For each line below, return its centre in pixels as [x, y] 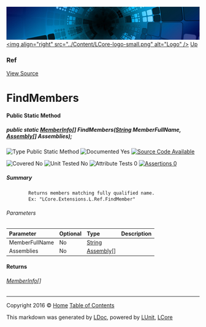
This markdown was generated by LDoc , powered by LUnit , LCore [90, 317]
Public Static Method [34, 115]
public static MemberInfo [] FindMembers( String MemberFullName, [94, 129]
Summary [19, 177]
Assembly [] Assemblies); [39, 136]
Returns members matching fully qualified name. [92, 193]
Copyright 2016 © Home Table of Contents [60, 306]
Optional [70, 233]
